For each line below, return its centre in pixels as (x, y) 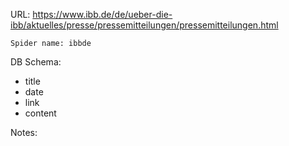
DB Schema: (36, 62)
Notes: (24, 132)
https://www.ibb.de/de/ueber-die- (102, 14)
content (40, 113)
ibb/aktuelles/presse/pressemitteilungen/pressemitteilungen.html (144, 25)
